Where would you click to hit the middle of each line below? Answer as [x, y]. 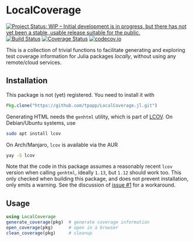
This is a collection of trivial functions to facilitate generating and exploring [96, 50]
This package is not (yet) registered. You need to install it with [80, 94]
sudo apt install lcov [33, 134]
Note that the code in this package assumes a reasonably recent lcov [89, 166]
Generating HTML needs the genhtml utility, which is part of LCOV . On [89, 117]
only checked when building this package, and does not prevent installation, [97, 179]
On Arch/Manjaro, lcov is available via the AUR [62, 145]
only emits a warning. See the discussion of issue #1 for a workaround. [91, 185]
